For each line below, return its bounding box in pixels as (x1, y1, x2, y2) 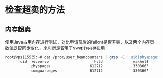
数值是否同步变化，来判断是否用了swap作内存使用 (5, 45, 105, 51)
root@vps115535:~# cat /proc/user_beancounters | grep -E (5, 55, 125, 60)
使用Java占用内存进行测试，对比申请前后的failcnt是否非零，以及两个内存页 (5, 39, 154, 45)
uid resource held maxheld (20, 59, 149, 64)
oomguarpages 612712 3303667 (31, 68, 149, 73)
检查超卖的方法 (5, 4, 65, 16)
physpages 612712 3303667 (31, 63, 149, 68)
